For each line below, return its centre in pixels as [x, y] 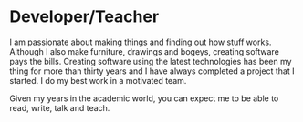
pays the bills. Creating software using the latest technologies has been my [151, 61]
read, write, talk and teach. [60, 107]
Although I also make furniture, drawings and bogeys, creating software [145, 51]
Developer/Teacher [84, 17]
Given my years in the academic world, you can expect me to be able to [144, 98]
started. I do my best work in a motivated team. [98, 80]
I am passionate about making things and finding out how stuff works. [141, 42]
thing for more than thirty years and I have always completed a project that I [152, 71]
